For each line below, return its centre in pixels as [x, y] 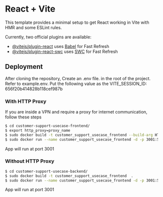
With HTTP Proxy [26, 101]
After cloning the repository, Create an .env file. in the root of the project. [78, 78]
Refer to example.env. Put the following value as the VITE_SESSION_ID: [76, 83]
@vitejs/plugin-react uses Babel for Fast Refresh [61, 46]
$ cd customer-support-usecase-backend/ [47, 171]
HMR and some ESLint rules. [33, 27]
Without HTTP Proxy [30, 161]
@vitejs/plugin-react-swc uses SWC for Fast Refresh [65, 51]
